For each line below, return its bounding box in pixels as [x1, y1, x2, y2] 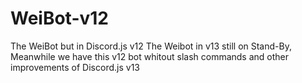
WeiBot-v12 [10, 7, 110, 30]
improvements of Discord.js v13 [10, 61, 140, 73]
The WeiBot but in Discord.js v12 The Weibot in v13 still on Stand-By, [10, 40, 292, 52]
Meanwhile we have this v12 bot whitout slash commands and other [10, 50, 290, 62]
